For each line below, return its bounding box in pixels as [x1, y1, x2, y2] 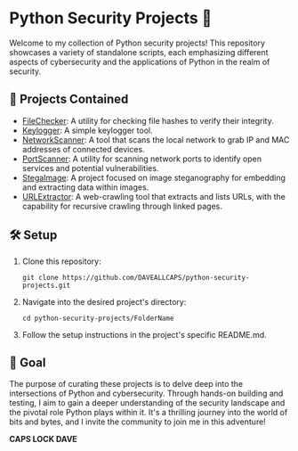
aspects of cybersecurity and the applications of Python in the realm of [9, 56, 270, 67]
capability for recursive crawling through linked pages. [21, 201, 222, 211]
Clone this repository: [21, 256, 101, 266]
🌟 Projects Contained [9, 92, 129, 107]
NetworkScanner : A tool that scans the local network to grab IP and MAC [21, 134, 290, 145]
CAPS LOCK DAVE [9, 434, 77, 445]
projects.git [21, 281, 71, 290]
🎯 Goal [9, 355, 46, 370]
